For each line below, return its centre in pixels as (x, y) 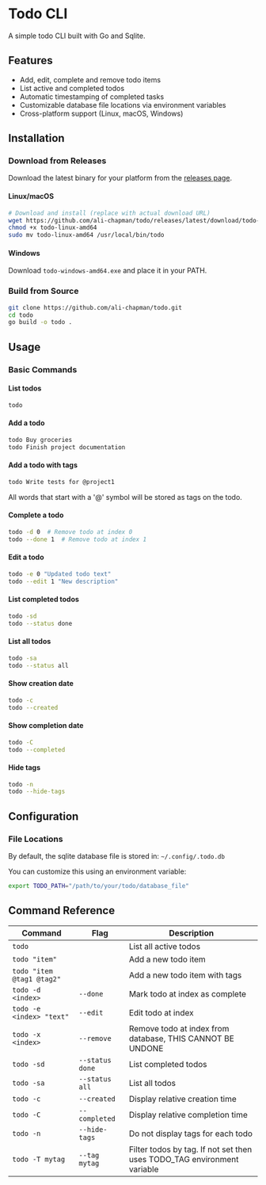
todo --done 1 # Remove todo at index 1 (78, 539)
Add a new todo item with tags (185, 975)
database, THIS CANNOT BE (182, 1038)
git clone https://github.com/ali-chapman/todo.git (95, 307)
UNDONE (146, 1048)
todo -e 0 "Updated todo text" (60, 574)
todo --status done (40, 623)
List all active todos (164, 946)
